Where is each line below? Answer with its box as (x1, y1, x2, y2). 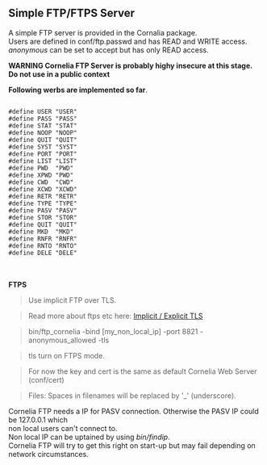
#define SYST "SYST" (8, 143, 78, 151)
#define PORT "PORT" (8, 149, 78, 158)
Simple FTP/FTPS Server (8, 6, 136, 20)
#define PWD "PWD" (8, 164, 74, 172)
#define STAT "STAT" (8, 121, 78, 130)
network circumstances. (8, 449, 89, 459)
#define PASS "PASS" (8, 115, 78, 123)
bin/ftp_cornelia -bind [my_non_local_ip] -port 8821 (27, 326, 198, 336)
